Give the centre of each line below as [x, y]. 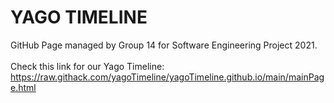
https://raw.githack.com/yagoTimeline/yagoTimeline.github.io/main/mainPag [167, 77]
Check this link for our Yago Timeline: [87, 66]
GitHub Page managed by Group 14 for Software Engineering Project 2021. [164, 45]
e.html [23, 87]
